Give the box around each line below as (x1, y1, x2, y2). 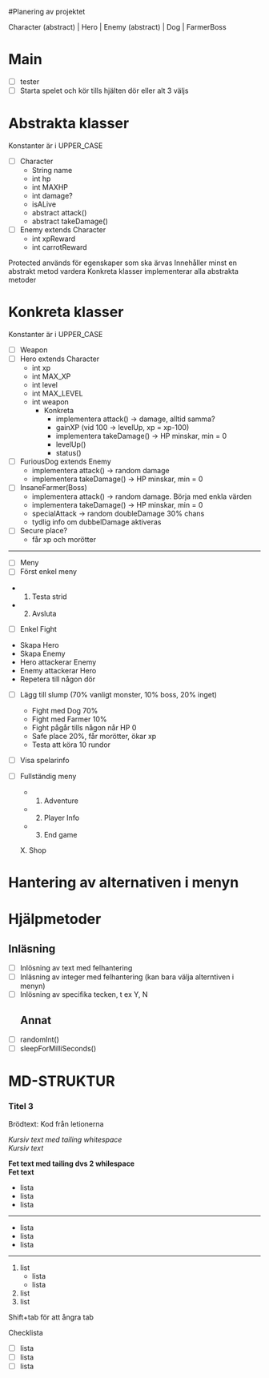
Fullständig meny (19, 771, 77, 781)
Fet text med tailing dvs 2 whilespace (8, 1159, 134, 1168)
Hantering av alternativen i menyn (8, 873, 239, 891)
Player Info (43, 813, 80, 822)
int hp (31, 174, 51, 183)
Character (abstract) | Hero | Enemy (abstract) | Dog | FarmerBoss (8, 22, 227, 31)
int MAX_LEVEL (31, 388, 83, 399)
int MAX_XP (31, 372, 71, 381)
